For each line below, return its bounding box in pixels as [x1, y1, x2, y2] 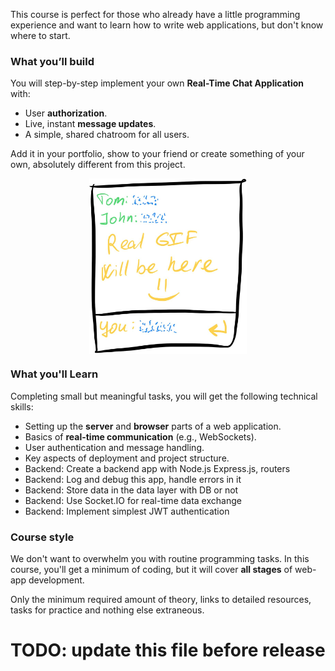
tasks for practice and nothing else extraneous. [10, 604, 205, 616]
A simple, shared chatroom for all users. [24, 129, 190, 141]
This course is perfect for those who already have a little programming [10, 9, 301, 20]
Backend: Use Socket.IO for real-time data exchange [24, 494, 242, 506]
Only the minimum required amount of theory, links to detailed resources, [10, 594, 312, 606]
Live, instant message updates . [24, 118, 157, 130]
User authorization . [24, 107, 108, 119]
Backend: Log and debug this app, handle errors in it [24, 473, 242, 485]
